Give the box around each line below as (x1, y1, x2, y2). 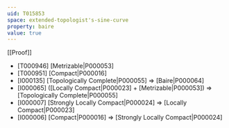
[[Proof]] (7, 48, 33, 57)
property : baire (7, 23, 54, 30)
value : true (7, 29, 42, 37)
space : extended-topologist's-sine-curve (7, 17, 129, 24)
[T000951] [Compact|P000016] (17, 69, 108, 77)
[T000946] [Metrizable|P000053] (17, 62, 114, 70)
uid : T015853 (7, 10, 45, 17)
